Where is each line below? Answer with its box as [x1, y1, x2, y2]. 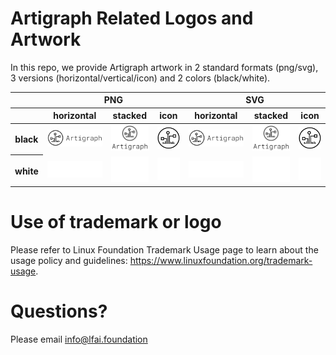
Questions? [10, 300, 108, 322]
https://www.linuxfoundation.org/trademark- [129, 254, 313, 266]
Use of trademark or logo [10, 210, 222, 233]
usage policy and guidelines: [10, 254, 128, 266]
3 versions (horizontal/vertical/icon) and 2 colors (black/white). [10, 72, 271, 84]
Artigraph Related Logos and [10, 7, 254, 30]
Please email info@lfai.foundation [10, 333, 148, 345]
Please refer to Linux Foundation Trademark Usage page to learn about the [10, 243, 319, 256]
